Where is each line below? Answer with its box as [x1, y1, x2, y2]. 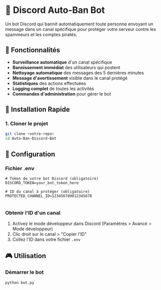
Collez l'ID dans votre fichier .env [12, 236, 81, 243]
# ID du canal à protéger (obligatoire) [5, 189, 90, 194]
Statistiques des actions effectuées [12, 80, 86, 86]
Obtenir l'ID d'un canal [5, 209, 61, 216]
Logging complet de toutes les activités [12, 86, 94, 92]
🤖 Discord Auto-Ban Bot [5, 4, 105, 16]
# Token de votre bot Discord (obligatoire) [5, 176, 99, 181]
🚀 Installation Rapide [5, 105, 70, 114]
